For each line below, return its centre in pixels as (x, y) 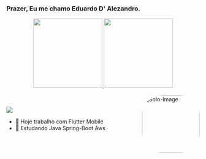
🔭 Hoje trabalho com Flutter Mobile (59, 122)
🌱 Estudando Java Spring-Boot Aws (60, 128)
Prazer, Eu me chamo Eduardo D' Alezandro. (74, 9)
